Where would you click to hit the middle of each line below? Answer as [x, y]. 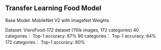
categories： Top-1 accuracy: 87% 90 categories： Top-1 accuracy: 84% [81, 36]
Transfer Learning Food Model [53, 8]
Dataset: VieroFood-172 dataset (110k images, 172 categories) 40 [72, 30]
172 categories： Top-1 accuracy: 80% [45, 42]
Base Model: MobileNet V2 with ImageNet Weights [57, 20]
